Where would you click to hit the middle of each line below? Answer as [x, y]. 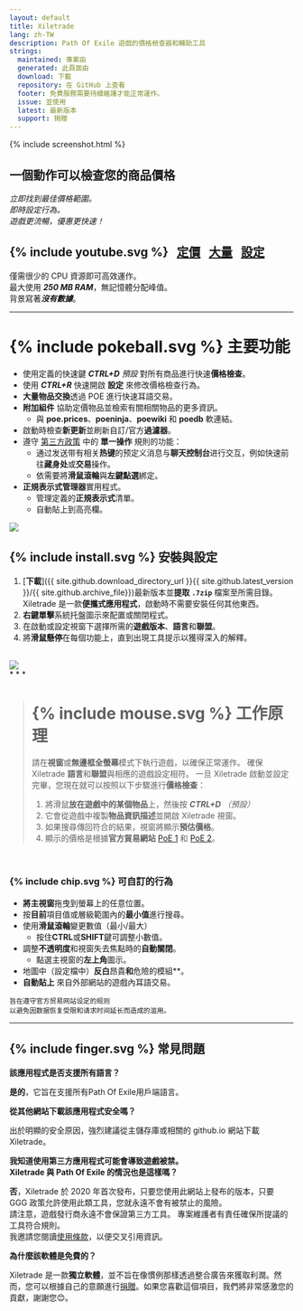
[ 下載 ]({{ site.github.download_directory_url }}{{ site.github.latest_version [158, 580]
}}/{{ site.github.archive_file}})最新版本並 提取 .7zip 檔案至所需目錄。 [150, 592]
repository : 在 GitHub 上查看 [72, 85]
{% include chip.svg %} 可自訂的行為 [92, 882]
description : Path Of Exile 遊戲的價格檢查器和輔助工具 [107, 43]
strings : [26, 52]
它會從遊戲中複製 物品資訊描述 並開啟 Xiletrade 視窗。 [143, 816]
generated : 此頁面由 [53, 69]
